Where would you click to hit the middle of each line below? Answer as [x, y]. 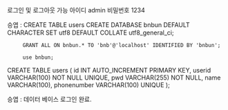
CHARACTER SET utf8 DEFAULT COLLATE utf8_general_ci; [91, 33]
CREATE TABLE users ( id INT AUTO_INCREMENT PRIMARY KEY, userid [109, 70]
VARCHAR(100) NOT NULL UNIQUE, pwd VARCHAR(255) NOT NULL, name [114, 77]
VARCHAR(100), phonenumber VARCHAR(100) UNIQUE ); [89, 85]
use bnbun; [38, 57]
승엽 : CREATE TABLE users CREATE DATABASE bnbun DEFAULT [98, 25]
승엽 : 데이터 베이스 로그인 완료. [49, 99]
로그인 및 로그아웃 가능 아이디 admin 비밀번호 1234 [76, 10]
